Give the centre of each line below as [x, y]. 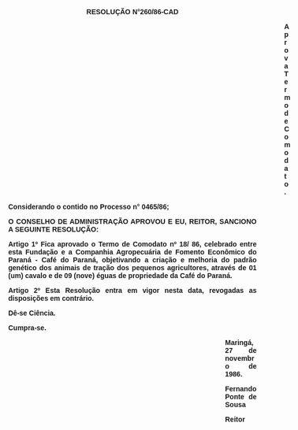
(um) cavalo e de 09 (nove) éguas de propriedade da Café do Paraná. [120, 276]
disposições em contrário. [51, 298]
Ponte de [241, 397]
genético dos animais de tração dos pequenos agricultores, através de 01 [132, 268]
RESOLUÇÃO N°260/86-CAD [132, 12]
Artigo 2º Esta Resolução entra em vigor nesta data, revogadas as [132, 290]
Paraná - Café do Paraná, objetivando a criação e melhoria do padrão [132, 260]
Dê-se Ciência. [32, 313]
